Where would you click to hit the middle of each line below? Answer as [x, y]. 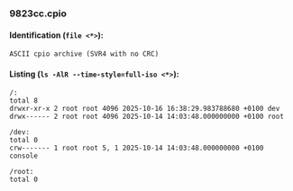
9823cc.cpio [38, 14]
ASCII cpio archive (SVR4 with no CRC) [84, 54]
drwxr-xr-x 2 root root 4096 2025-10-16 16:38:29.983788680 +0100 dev [145, 109]
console [24, 156]
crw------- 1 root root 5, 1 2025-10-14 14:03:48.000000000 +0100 [137, 148]
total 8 [24, 101]
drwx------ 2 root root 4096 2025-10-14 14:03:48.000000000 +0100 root [146, 117]
